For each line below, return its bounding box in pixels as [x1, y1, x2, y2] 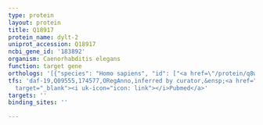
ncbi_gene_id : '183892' [8, 48, 86, 55]
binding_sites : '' [8, 98, 68, 106]
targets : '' [8, 91, 47, 99]
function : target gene [8, 62, 82, 70]
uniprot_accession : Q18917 [8, 41, 96, 48]
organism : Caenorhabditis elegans [8, 55, 121, 63]
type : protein [8, 11, 55, 20]
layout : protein [8, 19, 61, 27]
